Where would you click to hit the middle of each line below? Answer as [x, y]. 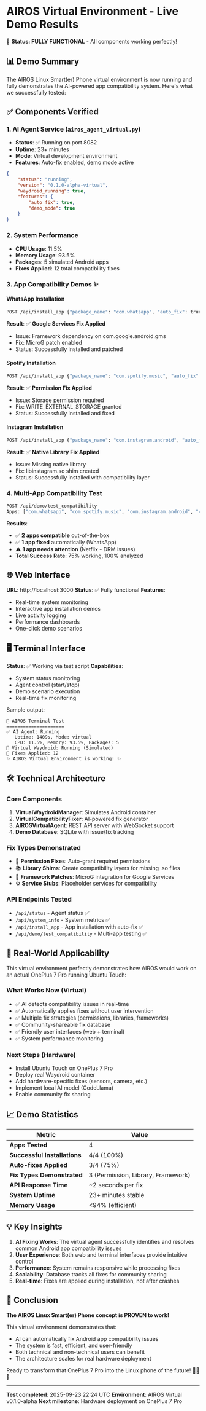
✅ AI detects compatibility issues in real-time [72, 1004]
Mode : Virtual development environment [66, 156]
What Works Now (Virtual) [47, 991]
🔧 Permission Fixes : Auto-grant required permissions [83, 861]
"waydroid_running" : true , [52, 191]
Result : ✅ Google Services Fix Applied [56, 323]
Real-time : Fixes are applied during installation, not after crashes [97, 1281]
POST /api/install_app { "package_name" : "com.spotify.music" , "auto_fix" [103, 376]
